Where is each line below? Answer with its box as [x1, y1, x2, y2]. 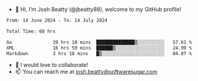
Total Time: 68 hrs [6, 28, 56, 34]
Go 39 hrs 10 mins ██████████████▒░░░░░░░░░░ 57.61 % [6, 39, 192, 45]
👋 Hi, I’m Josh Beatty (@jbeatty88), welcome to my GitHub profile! [15, 6, 182, 13]
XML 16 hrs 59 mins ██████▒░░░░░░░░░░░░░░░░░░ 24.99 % [6, 45, 192, 51]
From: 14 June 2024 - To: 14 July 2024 [6, 18, 108, 24]
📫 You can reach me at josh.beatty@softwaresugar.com [15, 68, 158, 76]
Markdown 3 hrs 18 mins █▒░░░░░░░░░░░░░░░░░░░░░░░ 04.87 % [6, 50, 192, 57]
